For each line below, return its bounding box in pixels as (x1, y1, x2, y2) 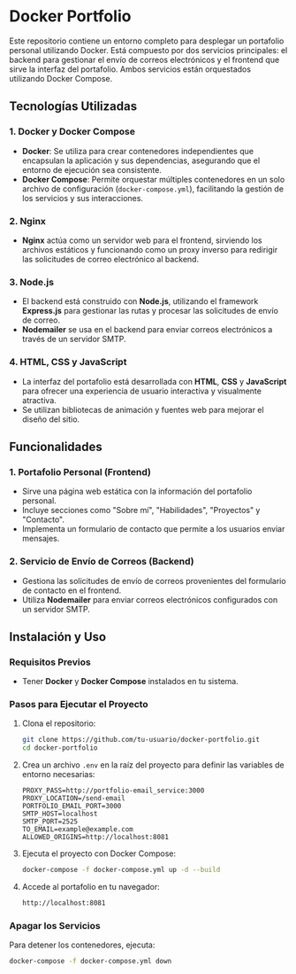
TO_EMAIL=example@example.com (21, 825, 134, 834)
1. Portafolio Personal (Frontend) (9, 465, 152, 478)
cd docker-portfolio (21, 744, 98, 752)
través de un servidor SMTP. (21, 334, 126, 345)
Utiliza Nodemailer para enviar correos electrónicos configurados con (21, 594, 278, 604)
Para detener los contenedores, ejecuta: (9, 939, 156, 950)
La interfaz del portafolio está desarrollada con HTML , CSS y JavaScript (21, 376, 287, 386)
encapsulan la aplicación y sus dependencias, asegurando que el (21, 155, 261, 166)
